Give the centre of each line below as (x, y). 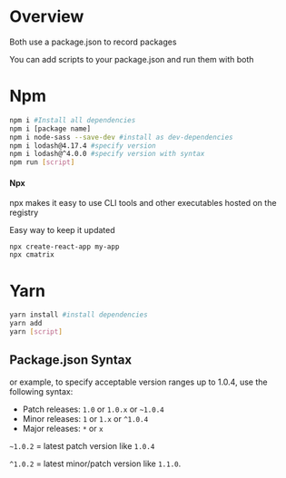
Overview (47, 17)
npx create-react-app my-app (64, 247)
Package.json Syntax (71, 360)
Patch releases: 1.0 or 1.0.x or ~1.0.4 (94, 409)
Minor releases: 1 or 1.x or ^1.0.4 (85, 418)
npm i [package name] (50, 129)
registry (24, 213)
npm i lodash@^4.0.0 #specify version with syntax (107, 154)
